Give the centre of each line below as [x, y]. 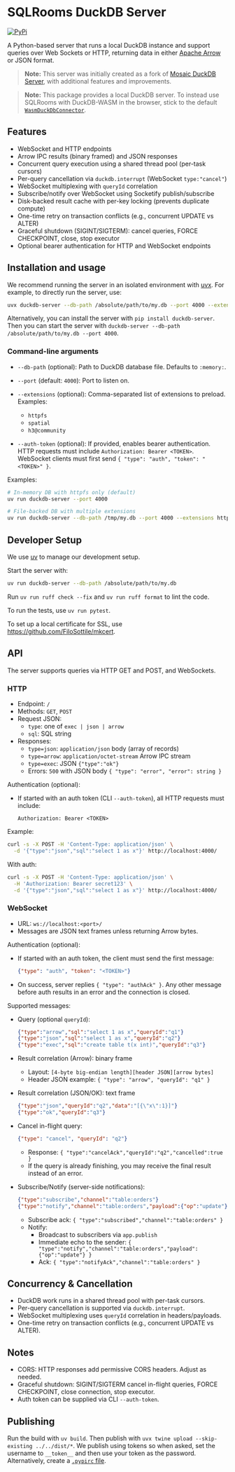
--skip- [207, 1439]
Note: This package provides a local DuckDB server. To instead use [122, 95]
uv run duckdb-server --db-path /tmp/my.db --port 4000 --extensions [111, 518]
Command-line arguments [53, 352]
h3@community [47, 430]
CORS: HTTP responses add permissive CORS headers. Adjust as [112, 1370]
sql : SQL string [50, 734]
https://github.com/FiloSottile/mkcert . [61, 631]
